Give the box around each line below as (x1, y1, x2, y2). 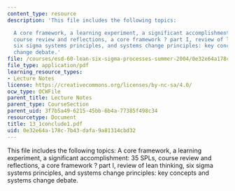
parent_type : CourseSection (7, 101, 90, 108)
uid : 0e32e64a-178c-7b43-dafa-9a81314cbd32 (7, 127, 136, 134)
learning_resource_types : (7, 68, 83, 76)
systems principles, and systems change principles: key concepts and (7, 169, 210, 177)
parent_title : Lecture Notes (7, 94, 92, 101)
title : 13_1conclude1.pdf (7, 120, 83, 127)
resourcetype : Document (7, 114, 77, 121)
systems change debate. (7, 176, 78, 184)
